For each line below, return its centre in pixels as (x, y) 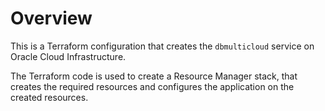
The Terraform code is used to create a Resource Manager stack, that (154, 76)
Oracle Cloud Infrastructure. (68, 56)
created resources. (49, 97)
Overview (51, 18)
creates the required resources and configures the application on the (152, 86)
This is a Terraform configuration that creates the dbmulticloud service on (162, 46)
